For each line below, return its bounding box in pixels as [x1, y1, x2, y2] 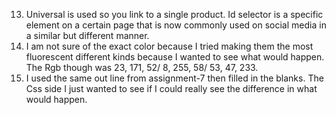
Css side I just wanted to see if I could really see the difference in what [25, 83, 318, 94]
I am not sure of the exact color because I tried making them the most [25, 40, 314, 52]
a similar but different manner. [25, 30, 150, 41]
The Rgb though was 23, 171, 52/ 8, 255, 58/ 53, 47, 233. [25, 62, 259, 73]
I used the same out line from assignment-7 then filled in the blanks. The [25, 72, 324, 84]
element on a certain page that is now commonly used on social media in [25, 19, 327, 31]
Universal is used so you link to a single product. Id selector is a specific [25, 9, 324, 20]
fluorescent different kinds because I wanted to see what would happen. [25, 51, 325, 63]
